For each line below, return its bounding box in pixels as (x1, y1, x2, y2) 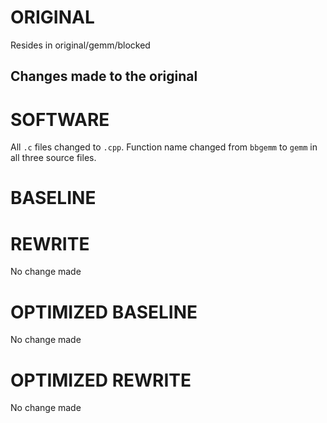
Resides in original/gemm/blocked (10, 39, 151, 51)
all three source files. (10, 152, 97, 164)
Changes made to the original (10, 68, 198, 85)
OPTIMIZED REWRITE (10, 369, 192, 391)
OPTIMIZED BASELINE (10, 301, 198, 323)
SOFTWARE (10, 108, 110, 131)
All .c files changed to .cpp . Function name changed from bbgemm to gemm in (10, 141, 318, 153)
